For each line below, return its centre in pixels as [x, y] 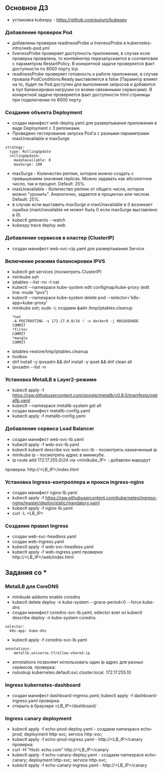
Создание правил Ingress [37, 526]
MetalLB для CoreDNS [32, 586]
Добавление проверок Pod [39, 32]
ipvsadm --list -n [29, 367]
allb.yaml [21, 401]
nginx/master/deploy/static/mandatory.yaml [56, 503]
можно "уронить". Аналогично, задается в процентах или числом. [81, 194]
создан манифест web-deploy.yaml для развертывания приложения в [84, 123]
